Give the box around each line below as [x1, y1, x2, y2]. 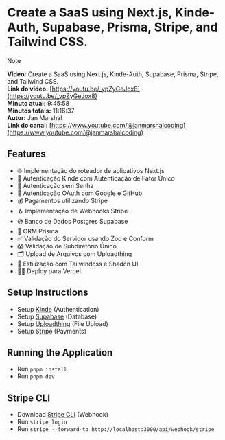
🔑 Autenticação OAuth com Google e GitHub [16, 189, 143, 197]
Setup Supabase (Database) [16, 312, 97, 321]
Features [7, 148, 46, 160]
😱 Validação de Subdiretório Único [16, 242, 117, 250]
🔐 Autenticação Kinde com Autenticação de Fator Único [16, 174, 175, 183]
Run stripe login [16, 417, 67, 426]
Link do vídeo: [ [7, 84, 53, 93]
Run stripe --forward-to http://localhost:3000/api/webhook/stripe [16, 425, 215, 433]
